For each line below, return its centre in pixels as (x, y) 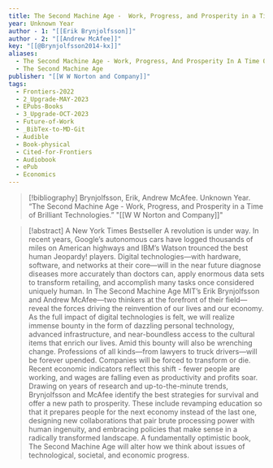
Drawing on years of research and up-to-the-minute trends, (128, 386)
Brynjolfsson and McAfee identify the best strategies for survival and (143, 394)
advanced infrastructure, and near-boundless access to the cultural (141, 334)
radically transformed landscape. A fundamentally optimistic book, (140, 438)
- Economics (36, 175)
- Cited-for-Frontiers (54, 152)
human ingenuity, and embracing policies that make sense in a (133, 429)
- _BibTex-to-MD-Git (50, 129)
